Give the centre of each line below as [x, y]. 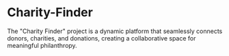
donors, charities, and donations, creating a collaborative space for [102, 38]
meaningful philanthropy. [42, 45]
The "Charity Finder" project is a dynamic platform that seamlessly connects [115, 31]
